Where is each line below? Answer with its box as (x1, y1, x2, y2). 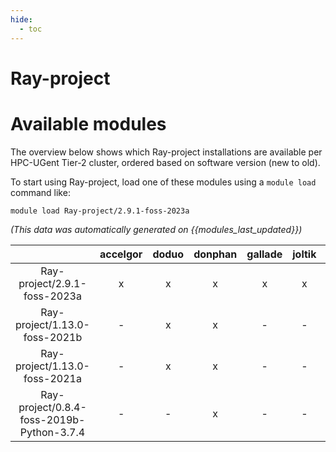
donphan (193, 247, 238, 261)
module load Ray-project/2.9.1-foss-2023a (10, 206, 190, 216)
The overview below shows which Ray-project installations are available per (10, 146, 323, 158)
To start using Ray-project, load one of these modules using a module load (10, 176, 317, 188)
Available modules (10, 112, 167, 135)
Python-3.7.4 (19, 425, 86, 439)
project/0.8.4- (18, 400, 87, 414)
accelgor (99, 247, 143, 261)
